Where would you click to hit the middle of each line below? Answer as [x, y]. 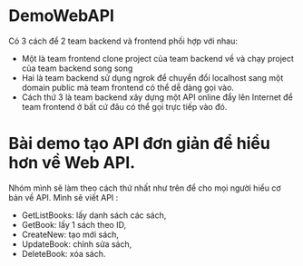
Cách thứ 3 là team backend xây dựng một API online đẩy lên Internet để [157, 97]
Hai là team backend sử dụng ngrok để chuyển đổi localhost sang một [152, 77]
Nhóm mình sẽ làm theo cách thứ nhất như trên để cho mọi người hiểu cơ [145, 188]
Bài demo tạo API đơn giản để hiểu [140, 144]
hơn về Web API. [72, 163]
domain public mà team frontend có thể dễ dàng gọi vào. [128, 87]
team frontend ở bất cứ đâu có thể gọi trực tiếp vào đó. [124, 106]
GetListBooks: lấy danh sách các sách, [94, 215]
